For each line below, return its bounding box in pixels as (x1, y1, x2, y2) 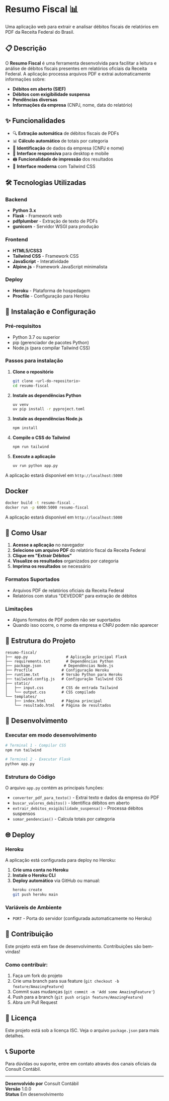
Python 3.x (12, 207, 36, 213)
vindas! (5, 948, 21, 955)
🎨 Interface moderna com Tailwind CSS (12, 163, 96, 169)
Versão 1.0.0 (5, 1085, 32, 1092)
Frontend (5, 236, 28, 243)
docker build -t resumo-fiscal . (5, 500, 75, 505)
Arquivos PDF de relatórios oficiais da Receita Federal (12, 587, 124, 594)
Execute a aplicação (12, 454, 56, 460)
